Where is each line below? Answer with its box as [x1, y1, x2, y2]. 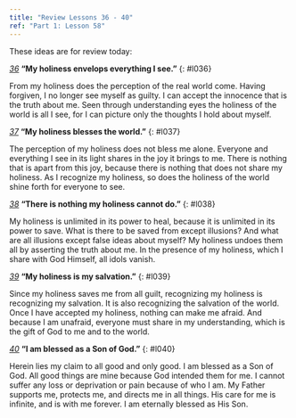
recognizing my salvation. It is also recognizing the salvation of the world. [9, 298, 279, 308]
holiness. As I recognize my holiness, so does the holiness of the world [9, 171, 270, 183]
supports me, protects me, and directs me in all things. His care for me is [9, 389, 276, 399]
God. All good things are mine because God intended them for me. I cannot [9, 370, 285, 381]
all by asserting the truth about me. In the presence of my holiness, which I [9, 244, 284, 255]
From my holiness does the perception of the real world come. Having [9, 80, 266, 91]
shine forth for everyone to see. [9, 181, 126, 192]
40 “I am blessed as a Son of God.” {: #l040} [9, 343, 176, 354]
